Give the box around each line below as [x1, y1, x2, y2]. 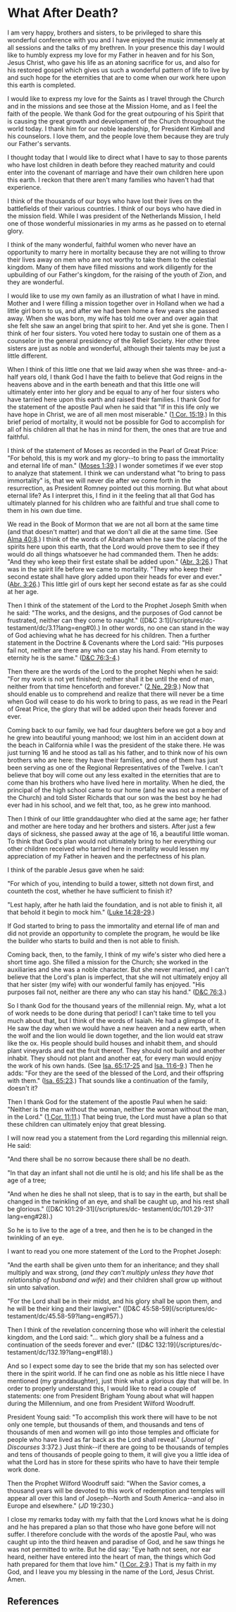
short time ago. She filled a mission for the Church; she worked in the [7, 957, 209, 966]
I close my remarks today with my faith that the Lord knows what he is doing [7, 1515, 229, 1523]
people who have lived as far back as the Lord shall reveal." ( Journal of [7, 1435, 214, 1443]
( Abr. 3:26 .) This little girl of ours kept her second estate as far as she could [7, 580, 227, 588]
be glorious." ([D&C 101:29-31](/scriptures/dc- [7, 1204, 141, 1213]
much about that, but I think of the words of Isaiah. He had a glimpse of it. [7, 1016, 221, 1024]
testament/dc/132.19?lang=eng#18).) [7, 1347, 113, 1356]
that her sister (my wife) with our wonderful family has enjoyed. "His [7, 980, 206, 988]
